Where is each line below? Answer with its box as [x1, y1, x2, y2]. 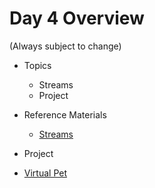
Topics [23, 59, 52, 71]
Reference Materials [23, 108, 107, 121]
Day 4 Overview [9, 7, 145, 30]
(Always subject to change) [9, 40, 122, 52]
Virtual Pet [23, 167, 67, 179]
